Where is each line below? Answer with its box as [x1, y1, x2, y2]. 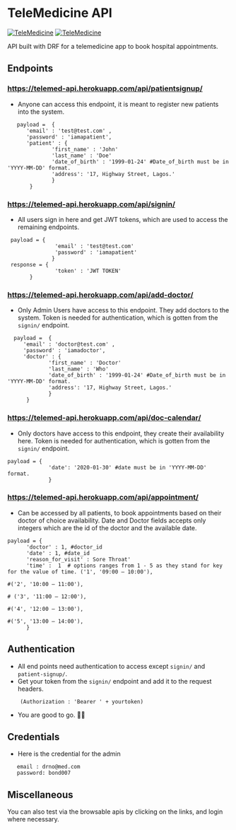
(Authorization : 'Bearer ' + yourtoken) [20, 698, 143, 705]
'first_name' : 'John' [52, 146, 119, 153]
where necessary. [7, 815, 60, 824]
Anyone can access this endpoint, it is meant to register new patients [17, 100, 219, 108]
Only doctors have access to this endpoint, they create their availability [17, 429, 225, 438]
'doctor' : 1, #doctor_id [25, 543, 102, 551]
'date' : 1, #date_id [25, 549, 90, 556]
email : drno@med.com [16, 764, 81, 771]
